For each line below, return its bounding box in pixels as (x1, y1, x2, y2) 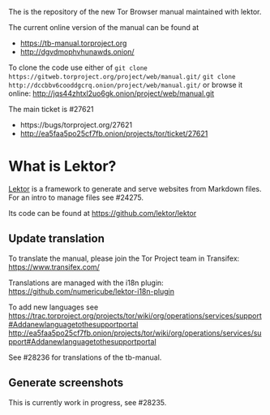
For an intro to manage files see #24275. (8, 192, 144, 202)
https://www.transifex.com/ (8, 262, 100, 271)
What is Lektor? (8, 158, 117, 175)
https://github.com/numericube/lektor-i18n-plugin (8, 286, 174, 296)
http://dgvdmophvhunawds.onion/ (19, 47, 135, 56)
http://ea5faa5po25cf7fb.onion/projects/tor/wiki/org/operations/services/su (8, 328, 262, 338)
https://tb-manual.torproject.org (19, 38, 127, 48)
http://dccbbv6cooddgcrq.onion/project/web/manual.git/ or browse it (8, 80, 243, 89)
